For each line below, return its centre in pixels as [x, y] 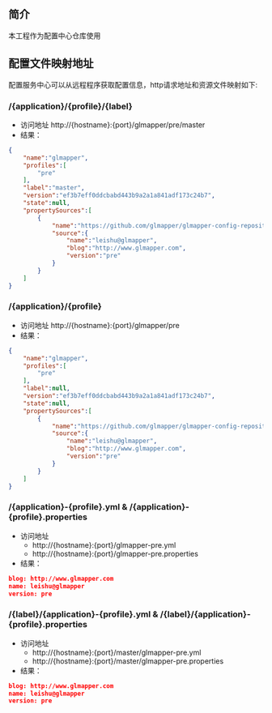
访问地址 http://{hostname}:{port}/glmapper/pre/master [113, 125]
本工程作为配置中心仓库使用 [55, 36]
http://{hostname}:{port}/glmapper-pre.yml [104, 544]
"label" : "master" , [54, 188]
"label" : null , [47, 389]
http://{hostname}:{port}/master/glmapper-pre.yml [117, 652]
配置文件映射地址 [51, 64]
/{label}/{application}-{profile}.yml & [83, 614]
